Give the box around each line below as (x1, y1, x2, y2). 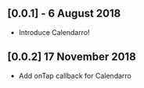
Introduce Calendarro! (18, 27, 91, 37)
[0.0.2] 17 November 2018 (7, 51, 136, 64)
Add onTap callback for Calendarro (18, 71, 132, 80)
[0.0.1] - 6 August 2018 (7, 7, 121, 20)
